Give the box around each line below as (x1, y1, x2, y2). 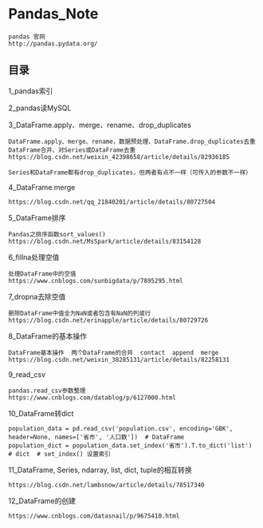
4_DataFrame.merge (8, 182, 76, 192)
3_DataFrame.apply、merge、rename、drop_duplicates (8, 120, 191, 129)
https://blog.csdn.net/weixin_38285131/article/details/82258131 (8, 355, 230, 363)
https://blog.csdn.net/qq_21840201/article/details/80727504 (8, 197, 216, 206)
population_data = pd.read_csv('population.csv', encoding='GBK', (8, 424, 234, 432)
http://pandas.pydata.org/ (8, 39, 98, 48)
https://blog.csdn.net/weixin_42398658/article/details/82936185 (8, 153, 230, 161)
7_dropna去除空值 (8, 292, 66, 301)
